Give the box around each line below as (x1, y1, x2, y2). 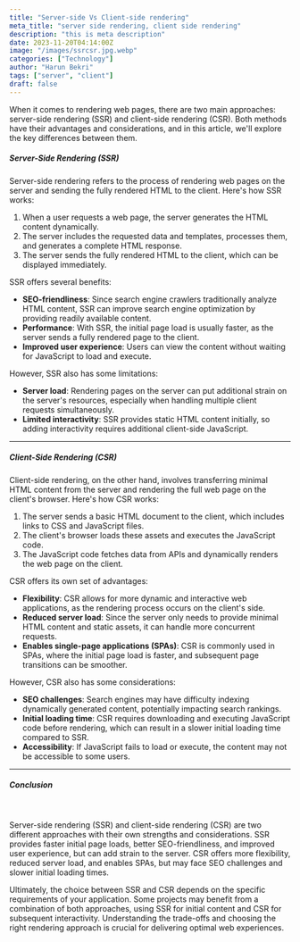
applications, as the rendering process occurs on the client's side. (21, 602, 266, 613)
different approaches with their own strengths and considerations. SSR (9, 829, 270, 839)
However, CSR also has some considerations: (9, 676, 176, 688)
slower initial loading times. (9, 867, 110, 878)
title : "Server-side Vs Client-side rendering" (9, 13, 190, 22)
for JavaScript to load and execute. (21, 350, 152, 362)
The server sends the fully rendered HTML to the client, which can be (21, 249, 279, 260)
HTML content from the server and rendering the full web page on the (9, 484, 267, 495)
